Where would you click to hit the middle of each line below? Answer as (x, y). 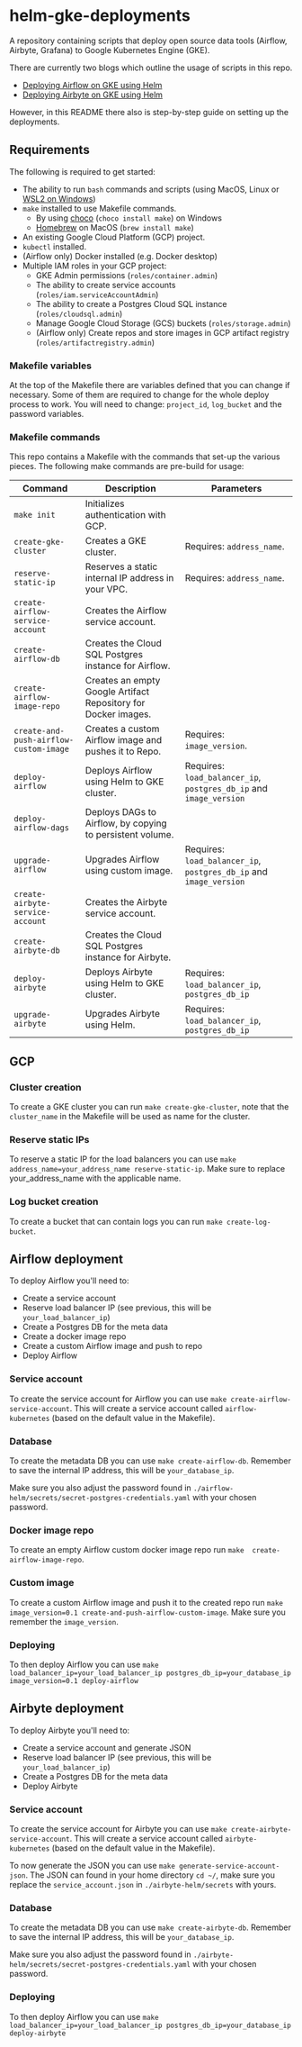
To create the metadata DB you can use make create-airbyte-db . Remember (151, 1927)
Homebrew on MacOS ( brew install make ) (115, 227)
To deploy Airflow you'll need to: (69, 1281)
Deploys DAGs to (121, 812)
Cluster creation (45, 1087)
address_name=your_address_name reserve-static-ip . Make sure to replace (147, 1169)
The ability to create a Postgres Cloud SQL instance (131, 303)
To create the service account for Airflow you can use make (118, 1399)
